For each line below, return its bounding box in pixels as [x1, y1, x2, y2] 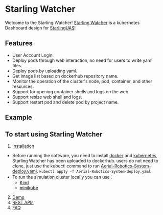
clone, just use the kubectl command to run [12, 163, 100, 169]
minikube [19, 185, 38, 190]
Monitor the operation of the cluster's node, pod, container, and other [12, 78, 153, 84]
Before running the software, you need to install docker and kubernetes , [12, 152, 158, 158]
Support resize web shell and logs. [12, 94, 82, 100]
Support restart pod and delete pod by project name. [12, 99, 119, 105]
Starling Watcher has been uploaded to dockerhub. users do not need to [12, 158, 159, 163]
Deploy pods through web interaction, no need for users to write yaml [12, 57, 153, 63]
